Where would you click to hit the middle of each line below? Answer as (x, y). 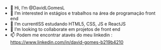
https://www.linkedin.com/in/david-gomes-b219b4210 (67, 42)
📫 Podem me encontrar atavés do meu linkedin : (61, 35)
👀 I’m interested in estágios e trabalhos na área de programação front (83, 13)
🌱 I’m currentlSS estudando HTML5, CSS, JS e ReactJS (68, 24)
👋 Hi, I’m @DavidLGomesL (37, 8)
